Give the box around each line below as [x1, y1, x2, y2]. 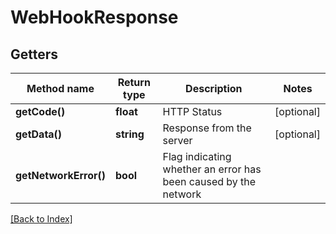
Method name [26, 82, 95, 95]
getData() [15, 127, 63, 141]
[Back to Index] [10, 213, 73, 225]
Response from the [162, 121, 252, 135]
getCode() [15, 105, 66, 118]
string [115, 127, 145, 141]
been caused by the [162, 175, 257, 188]
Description [185, 82, 243, 95]
